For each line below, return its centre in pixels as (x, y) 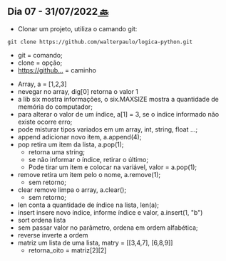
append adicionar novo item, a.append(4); (79, 137)
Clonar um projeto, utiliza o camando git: (77, 28)
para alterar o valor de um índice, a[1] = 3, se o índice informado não (118, 114)
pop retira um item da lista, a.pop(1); (71, 144)
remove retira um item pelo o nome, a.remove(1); (89, 174)
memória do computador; (55, 107)
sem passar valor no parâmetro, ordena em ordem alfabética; (108, 228)
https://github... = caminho (57, 70)
